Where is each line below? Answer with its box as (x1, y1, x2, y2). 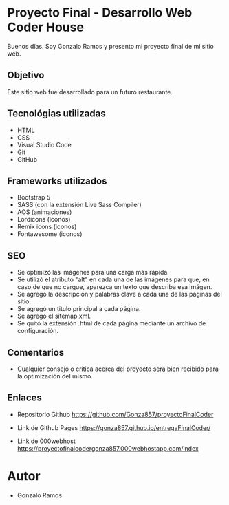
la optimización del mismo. (17, 372, 93, 380)
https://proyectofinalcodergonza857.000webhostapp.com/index (17, 444, 199, 452)
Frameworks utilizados (7, 175, 107, 186)
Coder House (7, 19, 85, 35)
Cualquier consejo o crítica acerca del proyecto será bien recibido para (17, 365, 219, 373)
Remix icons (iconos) (17, 222, 77, 231)
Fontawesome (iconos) (17, 230, 83, 238)
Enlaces (7, 392, 43, 404)
